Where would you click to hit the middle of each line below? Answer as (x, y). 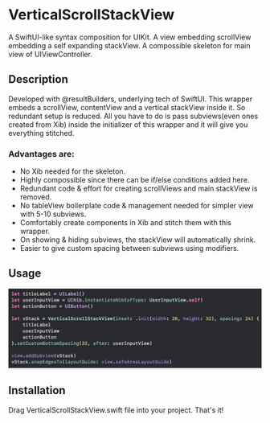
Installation (37, 390)
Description (38, 79)
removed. (36, 197)
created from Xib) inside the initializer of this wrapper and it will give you (128, 124)
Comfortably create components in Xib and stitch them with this (125, 223)
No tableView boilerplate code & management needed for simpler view (137, 206)
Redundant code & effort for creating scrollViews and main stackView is (139, 189)
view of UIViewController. (50, 54)
